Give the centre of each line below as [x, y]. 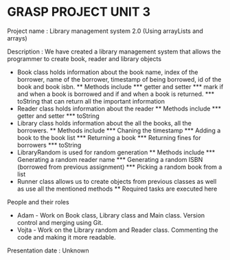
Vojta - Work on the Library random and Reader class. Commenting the [117, 230]
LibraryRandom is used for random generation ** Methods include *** [116, 152]
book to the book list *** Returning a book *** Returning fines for [109, 137]
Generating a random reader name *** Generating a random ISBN [110, 159]
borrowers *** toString [49, 145]
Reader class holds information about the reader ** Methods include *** [119, 108]
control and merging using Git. [60, 222]
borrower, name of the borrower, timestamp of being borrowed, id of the [119, 79]
